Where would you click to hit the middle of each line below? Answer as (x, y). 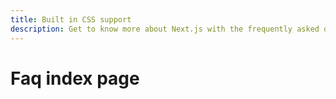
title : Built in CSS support (71, 19)
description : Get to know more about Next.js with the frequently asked (165, 29)
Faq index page (75, 78)
